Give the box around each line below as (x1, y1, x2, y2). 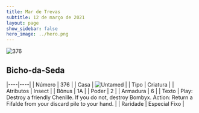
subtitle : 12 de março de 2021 (6, 14, 85, 20)
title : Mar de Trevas (6, 8, 61, 15)
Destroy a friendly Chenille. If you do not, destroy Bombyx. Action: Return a (6, 94, 193, 101)
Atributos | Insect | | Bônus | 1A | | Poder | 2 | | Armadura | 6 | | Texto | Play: (6, 87, 193, 94)
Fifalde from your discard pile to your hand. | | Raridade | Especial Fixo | (6, 100, 185, 107)
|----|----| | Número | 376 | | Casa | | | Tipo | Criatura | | (6, 81, 174, 88)
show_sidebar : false (6, 25, 58, 32)
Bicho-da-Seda (6, 65, 65, 75)
